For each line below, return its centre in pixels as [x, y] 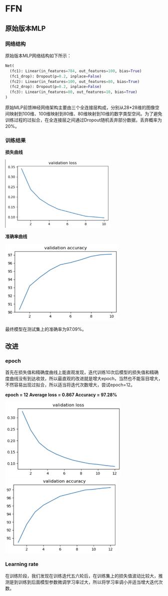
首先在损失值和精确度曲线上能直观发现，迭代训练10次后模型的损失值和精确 [82, 372]
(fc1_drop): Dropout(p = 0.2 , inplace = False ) [55, 76]
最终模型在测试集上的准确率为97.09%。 [46, 329]
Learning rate [22, 564]
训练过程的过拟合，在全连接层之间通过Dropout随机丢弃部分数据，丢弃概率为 [84, 120]
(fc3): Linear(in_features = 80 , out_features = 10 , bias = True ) [73, 92]
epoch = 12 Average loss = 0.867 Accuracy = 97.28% [61, 395]
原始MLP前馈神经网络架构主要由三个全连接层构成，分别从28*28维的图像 [80, 107]
